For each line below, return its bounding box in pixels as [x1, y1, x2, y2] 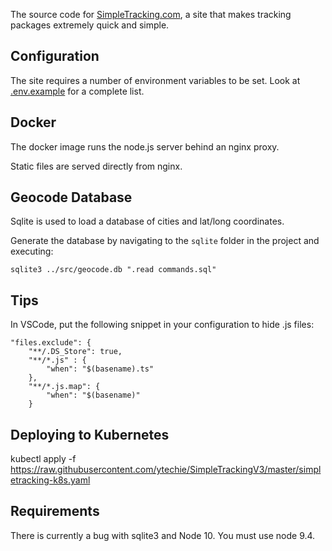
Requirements [10, 503, 100, 520]
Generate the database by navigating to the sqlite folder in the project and [10, 235, 320, 247]
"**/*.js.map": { [28, 382, 101, 392]
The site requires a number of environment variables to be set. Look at [10, 74, 301, 86]
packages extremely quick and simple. [10, 19, 170, 31]
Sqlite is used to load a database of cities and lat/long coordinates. [10, 215, 285, 228]
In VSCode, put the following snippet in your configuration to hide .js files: [10, 319, 315, 331]
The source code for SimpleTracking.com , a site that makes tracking [10, 9, 292, 20]
